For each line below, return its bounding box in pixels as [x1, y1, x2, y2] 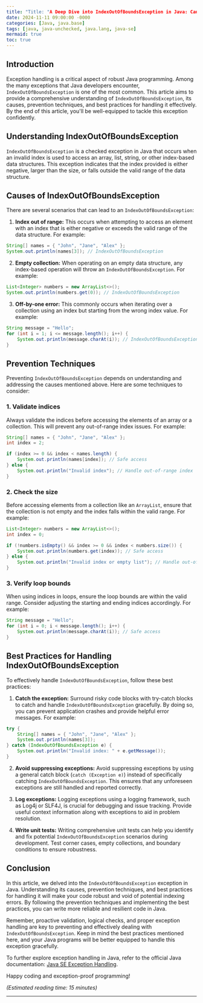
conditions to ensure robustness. [14, 845, 97, 853]
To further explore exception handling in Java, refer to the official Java [6, 954, 181, 961]
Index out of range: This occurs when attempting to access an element [14, 218, 193, 225]
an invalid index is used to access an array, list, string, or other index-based [6, 153, 195, 161]
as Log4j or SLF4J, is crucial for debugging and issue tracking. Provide [14, 802, 192, 809]
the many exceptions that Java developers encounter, [6, 82, 140, 89]
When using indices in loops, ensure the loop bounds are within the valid [6, 593, 187, 600]
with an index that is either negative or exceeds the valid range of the [14, 225, 187, 232]
